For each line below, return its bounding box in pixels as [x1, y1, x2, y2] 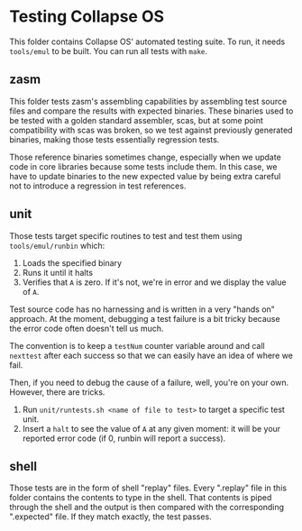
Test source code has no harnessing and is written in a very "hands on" [9, 304, 275, 315]
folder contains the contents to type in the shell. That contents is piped [9, 492, 272, 503]
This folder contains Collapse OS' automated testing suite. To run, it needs [9, 36, 286, 47]
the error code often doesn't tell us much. [9, 323, 164, 334]
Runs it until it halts [22, 267, 93, 278]
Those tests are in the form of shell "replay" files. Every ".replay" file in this [9, 482, 287, 493]
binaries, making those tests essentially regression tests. [9, 133, 220, 145]
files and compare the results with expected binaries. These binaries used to [9, 105, 294, 116]
